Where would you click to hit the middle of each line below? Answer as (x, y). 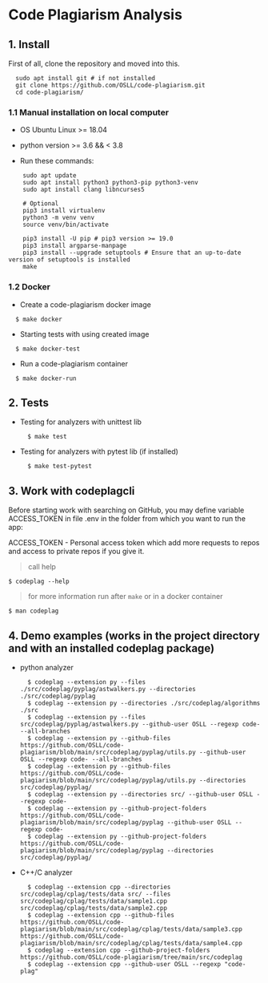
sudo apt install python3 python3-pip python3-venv (110, 183)
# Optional (41, 204)
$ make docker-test (48, 349)
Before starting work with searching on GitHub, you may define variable (126, 510)
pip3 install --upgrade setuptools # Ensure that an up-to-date (132, 253)
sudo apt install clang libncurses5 (84, 190)
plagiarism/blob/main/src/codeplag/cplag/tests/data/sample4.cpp (131, 944)
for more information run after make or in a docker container (125, 597)
